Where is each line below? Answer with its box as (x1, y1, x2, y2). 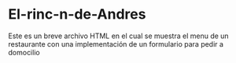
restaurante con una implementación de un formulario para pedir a (8, 39, 224, 48)
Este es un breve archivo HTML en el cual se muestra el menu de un (8, 31, 230, 40)
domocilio (8, 47, 41, 57)
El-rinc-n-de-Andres (8, 5, 146, 23)
